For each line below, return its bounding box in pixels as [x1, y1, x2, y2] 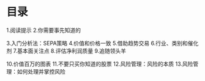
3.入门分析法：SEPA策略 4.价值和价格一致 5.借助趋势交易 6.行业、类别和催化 [6, 39, 199, 47]
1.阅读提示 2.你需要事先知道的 [6, 26, 81, 34]
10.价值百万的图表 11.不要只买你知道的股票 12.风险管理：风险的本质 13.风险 [6, 60, 193, 67]
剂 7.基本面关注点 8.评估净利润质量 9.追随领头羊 [6, 47, 127, 55]
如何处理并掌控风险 [17, 67, 65, 75]
